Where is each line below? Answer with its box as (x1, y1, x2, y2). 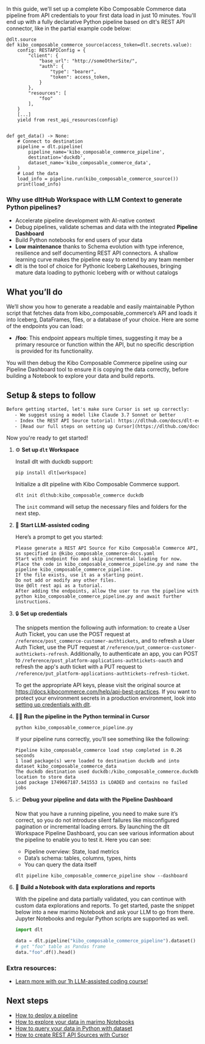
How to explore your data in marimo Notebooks (15, 1018, 134, 1026)
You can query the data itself (24, 861, 97, 868)
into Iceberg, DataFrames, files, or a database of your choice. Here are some (6, 316, 199, 323)
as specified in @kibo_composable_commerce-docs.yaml (15, 550, 155, 557)
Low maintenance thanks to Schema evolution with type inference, (15, 243, 184, 250)
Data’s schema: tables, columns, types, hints (24, 854, 137, 862)
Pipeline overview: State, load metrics (24, 848, 120, 855)
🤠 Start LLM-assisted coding (15, 522, 90, 529)
